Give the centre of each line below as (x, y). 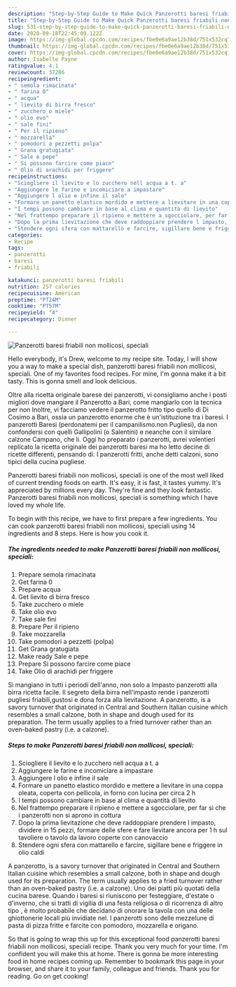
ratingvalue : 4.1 (33, 66)
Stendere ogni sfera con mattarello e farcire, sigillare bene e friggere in (120, 845)
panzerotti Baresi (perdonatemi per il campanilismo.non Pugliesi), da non (113, 424)
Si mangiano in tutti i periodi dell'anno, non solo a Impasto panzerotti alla (113, 685)
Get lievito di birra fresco (54, 596)
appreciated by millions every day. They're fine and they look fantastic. (110, 490)
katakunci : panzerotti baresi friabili (66, 280)
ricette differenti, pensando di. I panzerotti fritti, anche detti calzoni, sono (113, 454)
